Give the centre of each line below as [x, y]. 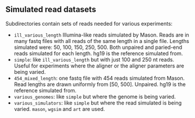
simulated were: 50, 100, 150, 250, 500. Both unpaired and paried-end [98, 47]
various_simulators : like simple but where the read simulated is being [98, 103]
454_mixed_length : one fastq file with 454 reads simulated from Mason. [99, 78]
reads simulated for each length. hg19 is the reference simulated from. [98, 53]
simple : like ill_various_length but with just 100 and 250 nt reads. [94, 59]
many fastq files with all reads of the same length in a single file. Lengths [101, 41]
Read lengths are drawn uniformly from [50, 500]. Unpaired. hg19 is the [100, 84]
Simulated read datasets [51, 10]
